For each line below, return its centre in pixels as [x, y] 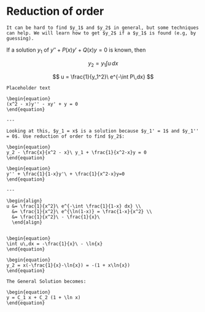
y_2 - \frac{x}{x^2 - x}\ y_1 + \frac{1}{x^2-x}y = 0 [77, 152]
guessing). [20, 38]
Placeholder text [29, 88]
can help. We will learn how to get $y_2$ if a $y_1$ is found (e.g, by [101, 33]
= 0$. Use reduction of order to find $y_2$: [65, 136]
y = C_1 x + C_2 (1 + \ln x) [44, 297]
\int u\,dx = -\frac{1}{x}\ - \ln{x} [55, 244]
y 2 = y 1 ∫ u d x [103, 64]
